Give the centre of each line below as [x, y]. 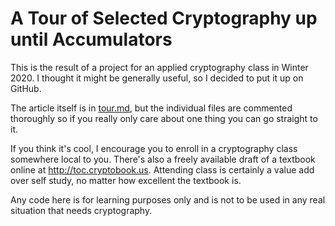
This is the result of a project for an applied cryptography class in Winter [159, 67]
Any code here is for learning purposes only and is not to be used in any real [168, 199]
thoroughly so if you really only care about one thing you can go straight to [164, 118]
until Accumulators [91, 39]
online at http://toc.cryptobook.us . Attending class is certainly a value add [162, 169]
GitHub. [26, 88]
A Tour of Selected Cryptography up [164, 18]
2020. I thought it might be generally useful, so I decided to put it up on [157, 78]
